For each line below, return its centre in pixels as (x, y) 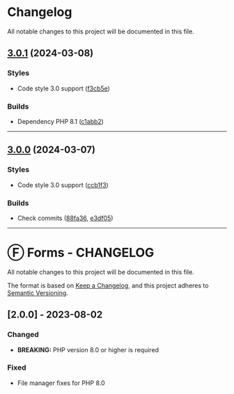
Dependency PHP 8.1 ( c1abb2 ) (61, 121)
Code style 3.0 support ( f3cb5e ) (63, 88)
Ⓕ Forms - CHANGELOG (81, 253)
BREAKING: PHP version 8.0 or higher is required (88, 349)
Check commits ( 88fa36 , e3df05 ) (65, 218)
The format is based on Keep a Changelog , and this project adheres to (108, 285)
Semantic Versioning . (38, 292)
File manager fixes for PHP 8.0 (61, 383)
